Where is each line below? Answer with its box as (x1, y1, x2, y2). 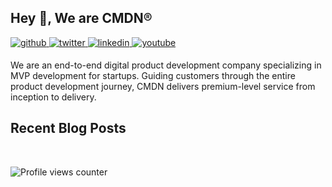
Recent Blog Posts (10, 120, 127, 137)
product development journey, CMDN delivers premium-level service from (10, 80, 316, 92)
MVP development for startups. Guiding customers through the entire (10, 69, 296, 81)
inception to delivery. (10, 91, 97, 103)
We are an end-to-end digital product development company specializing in (10, 59, 322, 71)
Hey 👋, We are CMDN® (10, 10, 153, 27)
